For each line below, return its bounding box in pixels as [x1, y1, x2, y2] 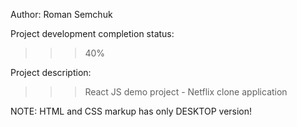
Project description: [10, 67, 92, 78]
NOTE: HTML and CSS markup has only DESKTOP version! [10, 105, 253, 117]
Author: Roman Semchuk [10, 9, 113, 20]
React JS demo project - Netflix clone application [84, 86, 288, 98]
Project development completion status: [10, 28, 175, 39]
